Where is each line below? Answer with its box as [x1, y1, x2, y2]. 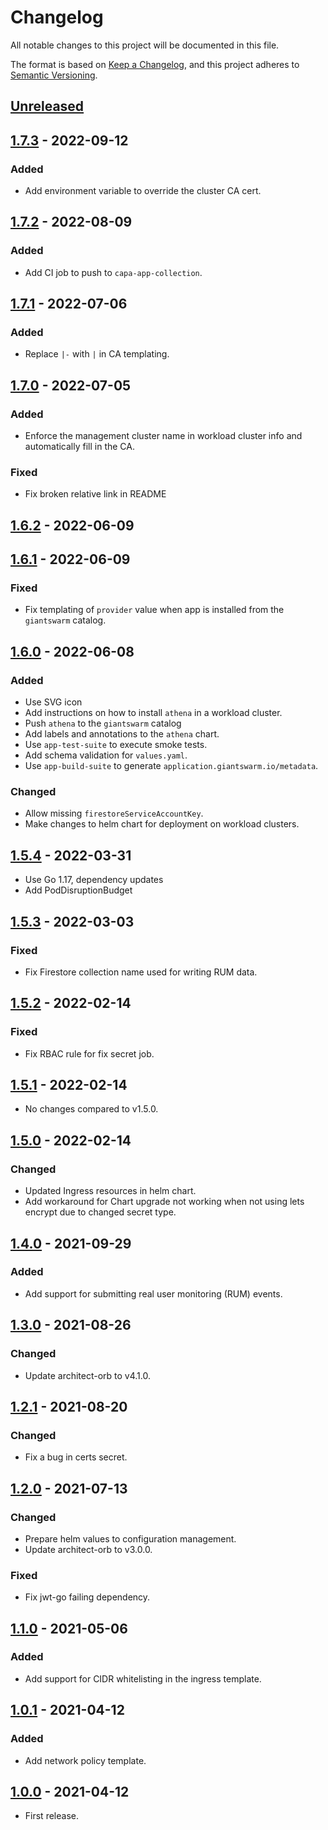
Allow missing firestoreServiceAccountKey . [24, 807, 204, 820]
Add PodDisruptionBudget [24, 884, 133, 896]
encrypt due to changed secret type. [24, 1206, 177, 1218]
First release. [24, 1810, 79, 1822]
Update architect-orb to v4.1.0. [24, 1369, 151, 1381]
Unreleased [10, 98, 85, 115]
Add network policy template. [24, 1754, 147, 1766]
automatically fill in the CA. [24, 441, 136, 453]
